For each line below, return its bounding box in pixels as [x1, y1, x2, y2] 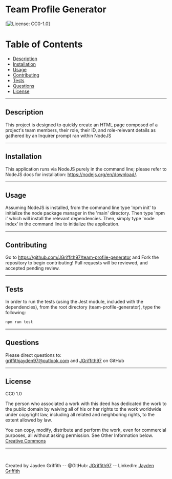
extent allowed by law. [5, 417, 52, 423]
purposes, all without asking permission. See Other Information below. [5, 432, 154, 438]
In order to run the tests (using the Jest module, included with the [5, 298, 143, 304]
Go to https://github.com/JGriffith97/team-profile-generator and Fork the [5, 254, 159, 260]
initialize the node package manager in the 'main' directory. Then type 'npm [5, 210, 165, 216]
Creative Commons [5, 438, 46, 444]
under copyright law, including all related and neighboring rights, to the [5, 412, 155, 418]
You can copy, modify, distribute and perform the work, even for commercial [5, 427, 166, 433]
